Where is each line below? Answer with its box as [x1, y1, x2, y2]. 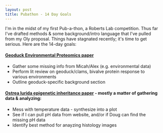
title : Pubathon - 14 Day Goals [5, 12, 71, 17]
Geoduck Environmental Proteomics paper [5, 52, 94, 58]
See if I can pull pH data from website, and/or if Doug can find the [12, 111, 146, 117]
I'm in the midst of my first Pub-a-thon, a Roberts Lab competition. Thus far [5, 25, 159, 31]
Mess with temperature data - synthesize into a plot [12, 106, 117, 112]
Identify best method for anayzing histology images [12, 122, 117, 128]
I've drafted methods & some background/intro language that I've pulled [5, 31, 151, 36]
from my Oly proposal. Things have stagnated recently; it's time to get [5, 35, 147, 42]
